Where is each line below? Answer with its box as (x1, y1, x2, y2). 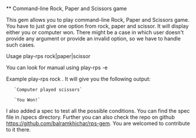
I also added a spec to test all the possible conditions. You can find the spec (6, 107, 190, 114)
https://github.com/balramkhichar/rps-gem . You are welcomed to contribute (6, 120, 190, 127)
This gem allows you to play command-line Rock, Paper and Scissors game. (6, 16, 190, 23)
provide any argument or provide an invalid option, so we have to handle (6, 35, 181, 42)
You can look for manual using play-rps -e (6, 64, 108, 71)
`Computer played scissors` (13, 87, 83, 93)
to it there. (6, 126, 31, 133)
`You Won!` (13, 97, 41, 103)
